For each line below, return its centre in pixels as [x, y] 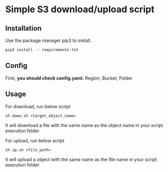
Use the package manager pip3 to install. [48, 40]
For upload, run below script [35, 140]
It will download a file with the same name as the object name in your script [84, 125]
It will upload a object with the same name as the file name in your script [81, 159]
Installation [23, 28]
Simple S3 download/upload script [80, 9]
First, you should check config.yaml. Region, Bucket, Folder [69, 78]
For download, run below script [38, 106]
